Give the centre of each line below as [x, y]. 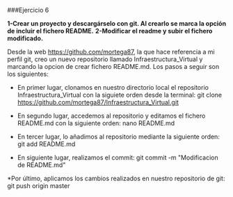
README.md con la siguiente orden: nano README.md [96, 123]
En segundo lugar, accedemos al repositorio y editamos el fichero [111, 116]
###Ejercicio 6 [28, 10]
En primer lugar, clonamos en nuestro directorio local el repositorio [113, 87]
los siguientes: [28, 74]
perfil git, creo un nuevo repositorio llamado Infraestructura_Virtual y [105, 59]
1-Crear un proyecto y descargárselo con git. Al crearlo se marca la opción [117, 23]
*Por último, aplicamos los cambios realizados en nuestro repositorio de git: [116, 178]
